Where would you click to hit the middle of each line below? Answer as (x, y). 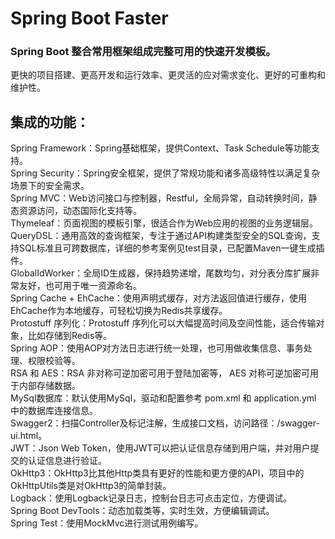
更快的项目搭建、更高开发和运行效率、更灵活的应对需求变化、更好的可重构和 (168, 75)
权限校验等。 (54, 361)
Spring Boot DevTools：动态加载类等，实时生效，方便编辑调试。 (142, 511)
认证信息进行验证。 (67, 461)
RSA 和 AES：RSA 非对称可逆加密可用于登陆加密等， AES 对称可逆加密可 (160, 373)
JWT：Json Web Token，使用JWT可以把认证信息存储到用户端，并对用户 (160, 448)
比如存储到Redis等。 (70, 336)
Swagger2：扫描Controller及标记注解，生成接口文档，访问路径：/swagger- (165, 423)
